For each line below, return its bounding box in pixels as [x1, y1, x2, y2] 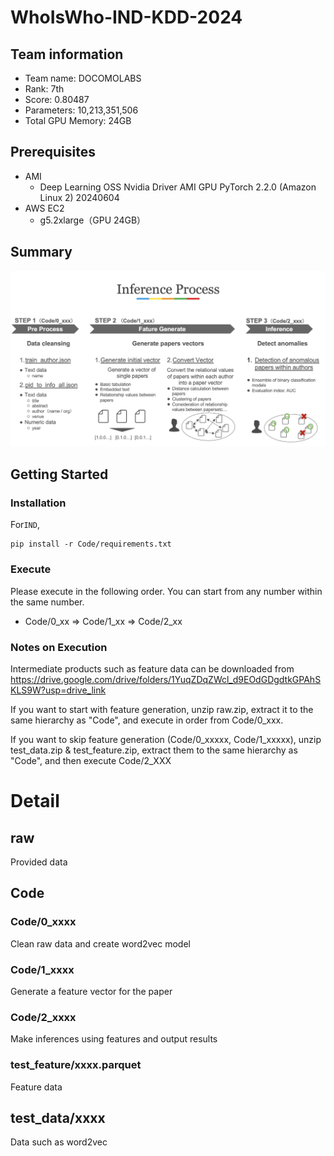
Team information [10, 46, 124, 63]
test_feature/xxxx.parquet [10, 1058, 142, 1072]
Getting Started [10, 466, 109, 483]
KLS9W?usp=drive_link [10, 684, 107, 696]
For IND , [10, 519, 40, 531]
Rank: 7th [24, 83, 65, 95]
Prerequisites [10, 144, 96, 161]
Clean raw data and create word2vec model [10, 937, 191, 950]
